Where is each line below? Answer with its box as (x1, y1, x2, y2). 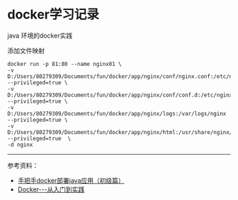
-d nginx (7, 141, 33, 148)
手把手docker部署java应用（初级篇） (17, 176, 125, 184)
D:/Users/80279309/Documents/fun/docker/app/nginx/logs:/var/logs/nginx (7, 110, 227, 117)
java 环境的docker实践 (7, 31, 73, 40)
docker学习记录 (7, 6, 99, 23)
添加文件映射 (7, 46, 45, 55)
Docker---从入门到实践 (17, 185, 85, 194)
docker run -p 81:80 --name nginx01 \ (7, 60, 122, 67)
